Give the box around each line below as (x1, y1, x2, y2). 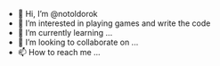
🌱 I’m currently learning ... (17, 28, 113, 37)
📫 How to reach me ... (17, 47, 101, 57)
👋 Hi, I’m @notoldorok (17, 9, 98, 19)
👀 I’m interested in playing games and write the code (17, 18, 211, 29)
